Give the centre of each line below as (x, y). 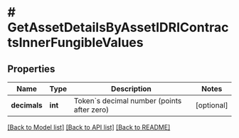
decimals (27, 105)
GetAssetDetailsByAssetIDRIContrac (118, 27)
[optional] (212, 105)
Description (131, 89)
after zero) (91, 110)
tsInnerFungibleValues (75, 43)
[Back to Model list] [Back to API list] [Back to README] (89, 127)
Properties (31, 69)
